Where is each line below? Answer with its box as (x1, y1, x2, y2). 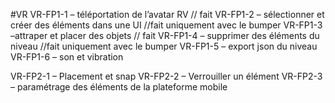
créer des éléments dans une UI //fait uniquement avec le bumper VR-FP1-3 (10, 19, 323, 31)
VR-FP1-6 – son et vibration (10, 51, 124, 63)
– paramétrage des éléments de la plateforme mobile (10, 81, 228, 93)
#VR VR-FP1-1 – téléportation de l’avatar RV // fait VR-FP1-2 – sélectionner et (10, 9, 325, 20)
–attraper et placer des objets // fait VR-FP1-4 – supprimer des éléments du (10, 30, 320, 41)
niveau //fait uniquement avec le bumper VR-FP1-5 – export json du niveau (10, 40, 318, 52)
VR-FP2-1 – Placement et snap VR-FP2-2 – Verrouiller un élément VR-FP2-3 (10, 70, 323, 82)
